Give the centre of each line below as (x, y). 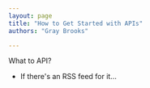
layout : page (30, 16)
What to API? (30, 61)
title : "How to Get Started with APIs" (76, 23)
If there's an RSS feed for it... (69, 77)
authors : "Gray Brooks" (49, 31)
